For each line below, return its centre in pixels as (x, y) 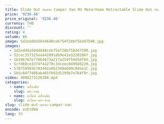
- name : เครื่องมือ (24, 87)
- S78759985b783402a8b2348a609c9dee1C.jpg (53, 69)
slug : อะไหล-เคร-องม (32, 101)
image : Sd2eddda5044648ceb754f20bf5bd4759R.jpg (54, 41)
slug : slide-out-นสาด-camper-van (38, 105)
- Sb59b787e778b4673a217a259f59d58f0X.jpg (53, 60)
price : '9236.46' (23, 14)
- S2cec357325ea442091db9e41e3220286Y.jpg (53, 55)
